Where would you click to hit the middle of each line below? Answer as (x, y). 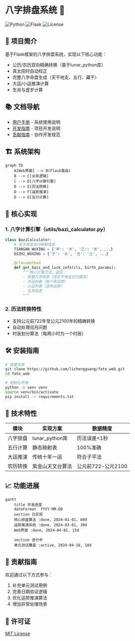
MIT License (18, 634)
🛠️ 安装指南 (22, 351)
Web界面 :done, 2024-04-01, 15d (46, 530)
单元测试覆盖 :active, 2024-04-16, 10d (53, 545)
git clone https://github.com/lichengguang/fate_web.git (65, 369)
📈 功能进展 (22, 485)
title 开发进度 (28, 505)
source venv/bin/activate (32, 392)
